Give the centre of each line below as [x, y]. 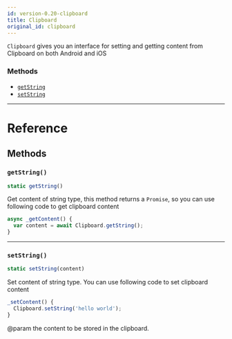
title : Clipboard [32, 20]
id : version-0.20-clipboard [48, 13]
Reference [37, 128]
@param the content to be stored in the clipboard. [78, 328]
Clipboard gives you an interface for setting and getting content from [105, 46]
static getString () [35, 186]
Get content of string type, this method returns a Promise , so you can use [111, 199]
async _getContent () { [40, 219]
